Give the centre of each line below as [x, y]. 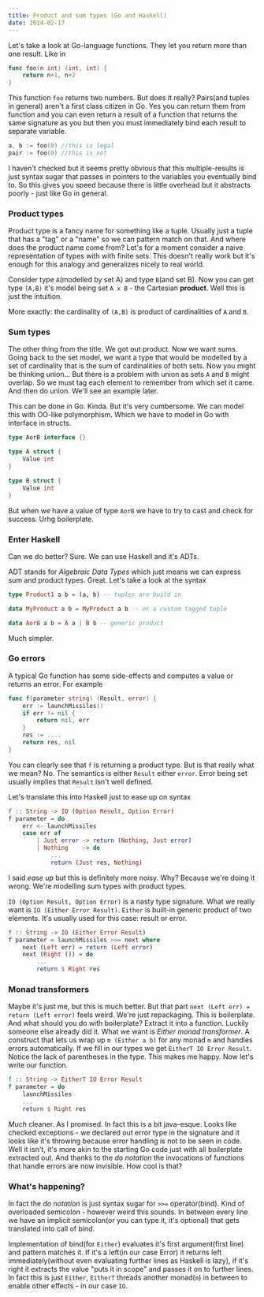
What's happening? [46, 1186]
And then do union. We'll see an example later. [84, 391]
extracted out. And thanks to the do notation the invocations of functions [126, 1157]
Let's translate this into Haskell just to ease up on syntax [100, 796]
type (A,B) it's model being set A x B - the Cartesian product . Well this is [127, 288]
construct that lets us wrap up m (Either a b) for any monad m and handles [131, 1040]
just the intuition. [35, 296]
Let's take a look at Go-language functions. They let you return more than [127, 45]
